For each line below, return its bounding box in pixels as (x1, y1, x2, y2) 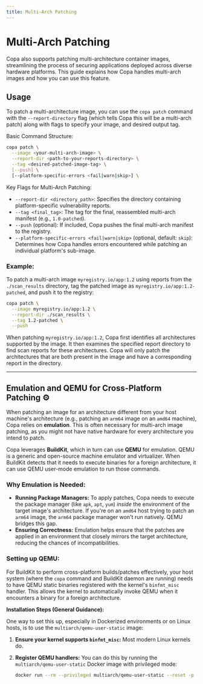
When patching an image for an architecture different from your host (6, 409, 177, 416)
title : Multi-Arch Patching (6, 8, 77, 15)
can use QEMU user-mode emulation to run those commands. (6, 465, 161, 473)
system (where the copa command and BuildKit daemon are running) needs (6, 574, 193, 582)
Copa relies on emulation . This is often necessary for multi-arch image (6, 421, 183, 429)
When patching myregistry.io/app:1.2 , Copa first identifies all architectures (6, 334, 196, 341)
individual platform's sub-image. (14, 247, 96, 254)
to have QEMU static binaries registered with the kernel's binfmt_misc (6, 581, 179, 588)
